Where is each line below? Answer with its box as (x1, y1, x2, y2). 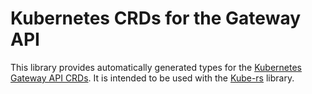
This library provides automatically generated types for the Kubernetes (10, 61, 303, 73)
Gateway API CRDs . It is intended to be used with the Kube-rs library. (10, 72, 295, 84)
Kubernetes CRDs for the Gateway (10, 7, 302, 30)
